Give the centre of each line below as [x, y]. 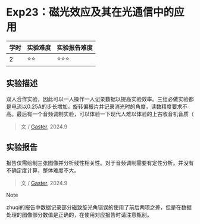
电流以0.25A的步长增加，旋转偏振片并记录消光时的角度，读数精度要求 [97, 106]
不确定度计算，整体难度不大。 [43, 170]
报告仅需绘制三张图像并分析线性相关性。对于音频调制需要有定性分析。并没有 [100, 162]
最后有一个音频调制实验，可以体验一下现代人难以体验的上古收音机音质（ [105, 113]
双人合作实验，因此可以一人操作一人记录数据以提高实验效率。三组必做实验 [97, 99]
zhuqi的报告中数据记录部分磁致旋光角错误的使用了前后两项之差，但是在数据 [99, 207]
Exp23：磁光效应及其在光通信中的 [90, 12]
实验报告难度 [75, 47]
